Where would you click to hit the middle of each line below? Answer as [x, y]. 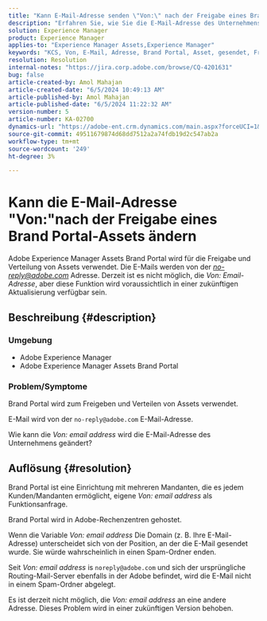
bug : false [26, 75]
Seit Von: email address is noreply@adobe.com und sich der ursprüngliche [127, 567]
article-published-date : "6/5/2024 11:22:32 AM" [90, 104]
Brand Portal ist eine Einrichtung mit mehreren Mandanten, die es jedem [126, 487]
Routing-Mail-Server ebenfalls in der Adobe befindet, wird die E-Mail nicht [130, 576]
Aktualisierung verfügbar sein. [58, 292]
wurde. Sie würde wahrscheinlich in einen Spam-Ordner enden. [112, 552]
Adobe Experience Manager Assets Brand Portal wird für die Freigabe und [130, 259]
